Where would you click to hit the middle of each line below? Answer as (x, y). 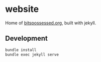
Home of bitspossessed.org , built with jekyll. (50, 23)
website (22, 9)
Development (27, 38)
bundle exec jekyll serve (32, 55)
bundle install (21, 50)
